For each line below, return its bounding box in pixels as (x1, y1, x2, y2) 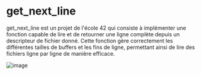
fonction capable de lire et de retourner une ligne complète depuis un (6, 30, 180, 37)
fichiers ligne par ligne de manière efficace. (6, 50, 115, 57)
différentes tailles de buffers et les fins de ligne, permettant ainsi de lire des (6, 44, 196, 51)
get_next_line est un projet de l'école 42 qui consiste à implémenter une (6, 24, 186, 31)
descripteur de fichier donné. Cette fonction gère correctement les (6, 37, 173, 44)
